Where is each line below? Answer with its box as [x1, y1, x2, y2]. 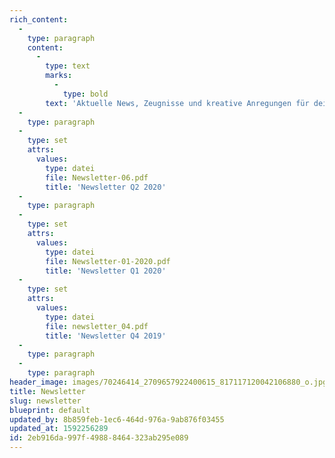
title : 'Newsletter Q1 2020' [45, 266, 167, 276]
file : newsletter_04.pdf [45, 321, 149, 331]
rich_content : [9, 14, 69, 25]
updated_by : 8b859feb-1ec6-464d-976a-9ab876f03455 [9, 414, 225, 425]
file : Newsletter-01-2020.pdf [45, 256, 171, 266]
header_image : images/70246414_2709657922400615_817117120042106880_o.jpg [9, 377, 328, 387]
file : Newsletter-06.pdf [45, 172, 149, 183]
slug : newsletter [9, 396, 82, 406]
